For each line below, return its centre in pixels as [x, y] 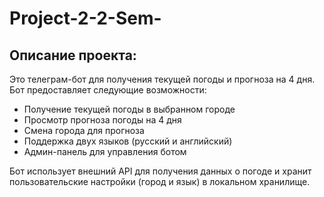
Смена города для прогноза [84, 130]
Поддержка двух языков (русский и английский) [128, 141]
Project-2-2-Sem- [85, 18]
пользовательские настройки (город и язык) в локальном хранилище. [160, 181]
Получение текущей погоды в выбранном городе [129, 109]
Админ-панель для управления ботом [105, 151]
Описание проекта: [73, 55]
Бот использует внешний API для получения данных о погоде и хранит [160, 171]
